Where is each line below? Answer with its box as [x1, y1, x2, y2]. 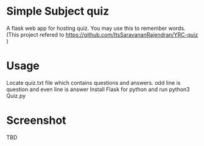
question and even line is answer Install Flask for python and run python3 [6, 86, 190, 93]
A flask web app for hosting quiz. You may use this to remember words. [6, 24, 186, 32]
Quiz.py [6, 92, 26, 99]
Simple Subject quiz [6, 4, 110, 18]
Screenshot [6, 114, 66, 128]
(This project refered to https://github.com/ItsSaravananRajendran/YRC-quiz [6, 31, 199, 38]
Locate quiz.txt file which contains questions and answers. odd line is [6, 79, 181, 86]
